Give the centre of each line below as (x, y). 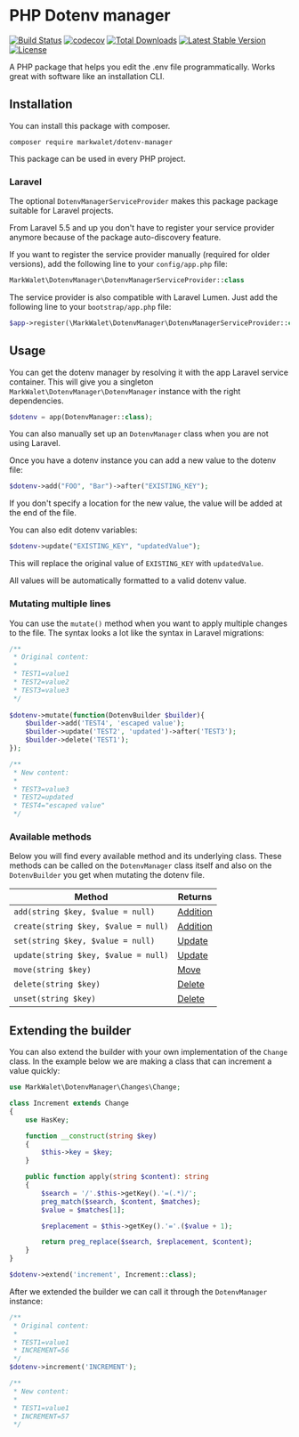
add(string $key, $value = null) (85, 912)
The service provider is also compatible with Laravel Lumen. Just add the (144, 297)
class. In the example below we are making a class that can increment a (141, 1061)
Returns (195, 897)
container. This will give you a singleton (81, 382)
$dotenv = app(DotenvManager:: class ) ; (81, 417)
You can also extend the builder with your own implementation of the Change (148, 1052)
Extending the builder (70, 1031)
